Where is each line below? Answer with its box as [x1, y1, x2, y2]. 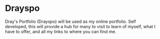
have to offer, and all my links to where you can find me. [5, 29, 116, 34]
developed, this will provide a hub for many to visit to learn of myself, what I [5, 23, 156, 29]
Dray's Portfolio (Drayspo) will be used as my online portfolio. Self [5, 19, 136, 24]
